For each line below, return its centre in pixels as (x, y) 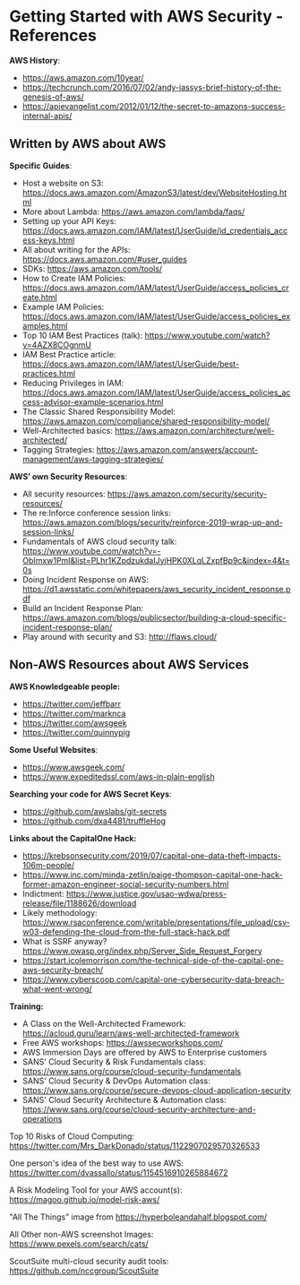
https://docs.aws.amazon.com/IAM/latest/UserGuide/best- (131, 364)
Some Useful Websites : (54, 749)
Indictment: (43, 893)
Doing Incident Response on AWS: (86, 579)
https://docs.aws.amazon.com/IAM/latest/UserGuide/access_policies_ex (156, 316)
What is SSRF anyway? (64, 941)
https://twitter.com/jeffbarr (71, 703)
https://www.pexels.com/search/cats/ (79, 1244)
